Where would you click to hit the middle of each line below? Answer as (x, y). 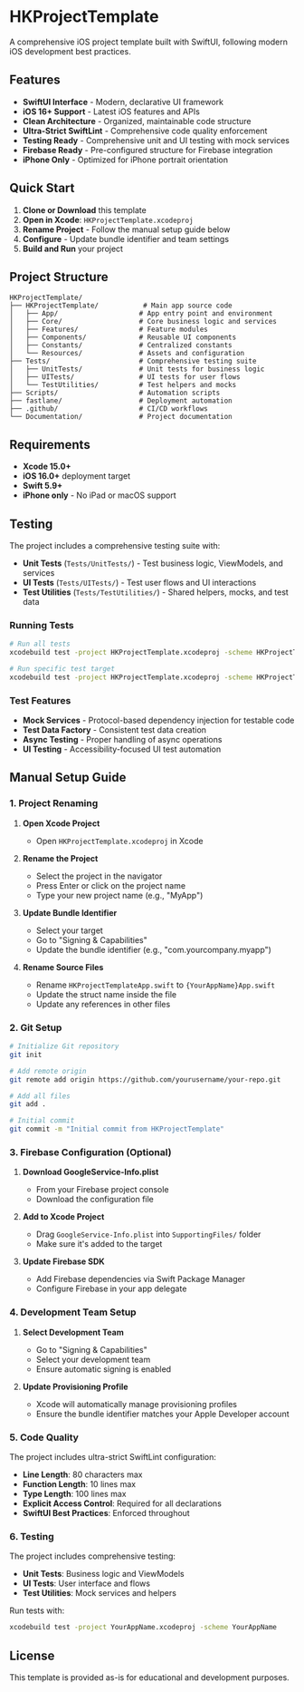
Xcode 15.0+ (47, 467)
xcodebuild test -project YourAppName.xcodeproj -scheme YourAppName (143, 1628)
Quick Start (42, 188)
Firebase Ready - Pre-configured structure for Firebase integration (147, 150)
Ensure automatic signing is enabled (104, 1369)
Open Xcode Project (61, 823)
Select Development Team (73, 1332)
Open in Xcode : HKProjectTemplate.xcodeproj (108, 219)
